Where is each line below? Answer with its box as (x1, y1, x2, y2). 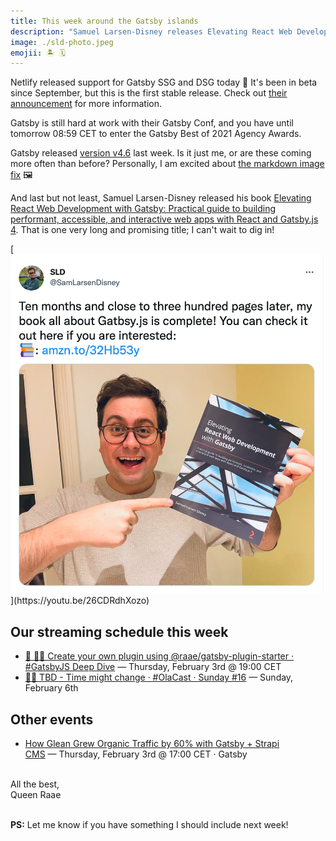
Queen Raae (10, 788, 62, 800)
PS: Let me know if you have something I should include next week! (10, 818, 289, 830)
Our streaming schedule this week (10, 623, 229, 640)
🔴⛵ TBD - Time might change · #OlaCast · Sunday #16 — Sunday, (24, 671, 294, 684)
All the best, (10, 778, 60, 790)
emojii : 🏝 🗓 (10, 48, 66, 58)
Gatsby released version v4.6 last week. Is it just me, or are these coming (10, 147, 312, 159)
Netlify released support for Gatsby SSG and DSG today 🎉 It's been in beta (10, 76, 318, 89)
